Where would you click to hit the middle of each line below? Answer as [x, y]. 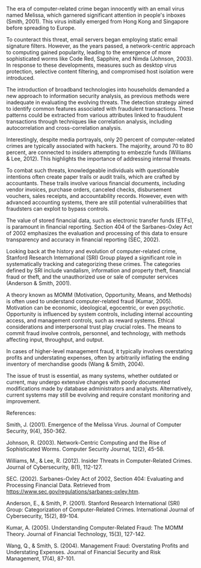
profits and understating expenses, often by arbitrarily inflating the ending [98, 358]
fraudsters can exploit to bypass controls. [58, 209]
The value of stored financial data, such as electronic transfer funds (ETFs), [100, 220]
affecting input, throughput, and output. [55, 340]
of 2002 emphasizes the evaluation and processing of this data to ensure [97, 233]
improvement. [23, 401]
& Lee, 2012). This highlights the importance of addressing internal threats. [99, 159]
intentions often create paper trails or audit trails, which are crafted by [93, 177]
